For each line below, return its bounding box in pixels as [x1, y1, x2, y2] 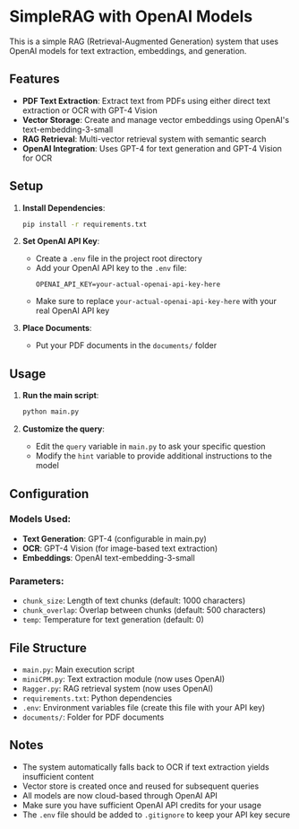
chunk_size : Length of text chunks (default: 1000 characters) [21, 595, 246, 606]
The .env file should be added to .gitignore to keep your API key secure [21, 809, 291, 820]
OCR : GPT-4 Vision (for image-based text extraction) [21, 543, 218, 554]
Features [9, 72, 60, 87]
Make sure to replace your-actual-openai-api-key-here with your [35, 296, 278, 307]
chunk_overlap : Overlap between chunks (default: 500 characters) [21, 605, 267, 615]
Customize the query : [21, 423, 106, 434]
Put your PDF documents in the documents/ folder [35, 340, 218, 351]
